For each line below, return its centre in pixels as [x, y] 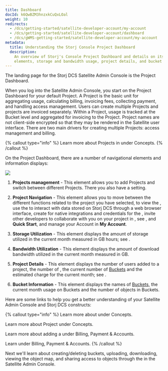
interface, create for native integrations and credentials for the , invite [84, 213]
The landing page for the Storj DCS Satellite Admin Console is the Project [80, 75]
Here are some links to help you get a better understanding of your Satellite [83, 300]
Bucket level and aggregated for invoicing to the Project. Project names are [82, 117]
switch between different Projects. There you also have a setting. [79, 188]
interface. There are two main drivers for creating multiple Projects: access [82, 128]
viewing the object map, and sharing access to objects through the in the [80, 359]
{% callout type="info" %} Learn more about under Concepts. [69, 315]
